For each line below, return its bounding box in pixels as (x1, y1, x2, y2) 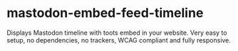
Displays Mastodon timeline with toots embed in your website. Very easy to (6, 28, 227, 37)
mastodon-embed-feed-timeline (6, 5, 204, 21)
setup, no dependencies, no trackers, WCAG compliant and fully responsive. (6, 35, 231, 44)
